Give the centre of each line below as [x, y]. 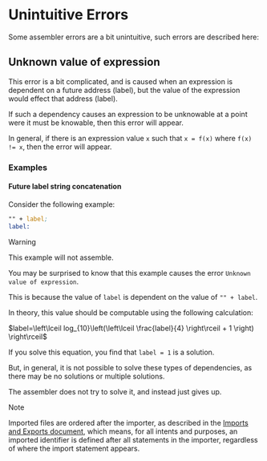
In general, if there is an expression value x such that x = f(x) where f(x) [130, 138]
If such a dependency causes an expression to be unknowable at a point [128, 114]
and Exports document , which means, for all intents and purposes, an [123, 431]
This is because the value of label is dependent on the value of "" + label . [133, 297]
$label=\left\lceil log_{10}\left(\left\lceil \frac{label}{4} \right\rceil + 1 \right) [131, 328]
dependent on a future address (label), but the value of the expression [124, 90]
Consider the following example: [62, 204]
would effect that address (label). [63, 99]
